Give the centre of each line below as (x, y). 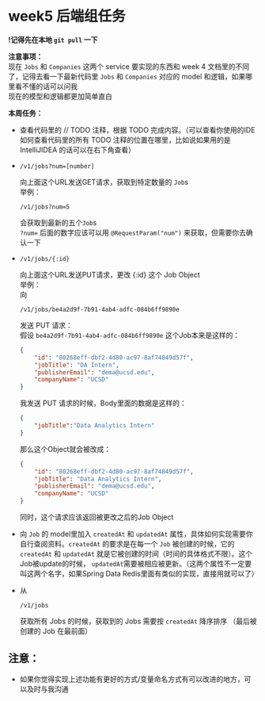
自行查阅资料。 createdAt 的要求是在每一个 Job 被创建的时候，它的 (127, 544)
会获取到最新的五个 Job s (58, 222)
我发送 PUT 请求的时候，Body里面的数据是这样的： (103, 403)
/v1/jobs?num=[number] (57, 166)
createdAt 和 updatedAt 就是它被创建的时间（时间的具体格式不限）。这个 (136, 554)
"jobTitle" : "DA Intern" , (77, 365)
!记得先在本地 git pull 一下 (53, 40)
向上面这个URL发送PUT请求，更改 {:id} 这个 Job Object (110, 274)
